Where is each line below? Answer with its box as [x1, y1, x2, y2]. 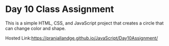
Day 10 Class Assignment [5, 3, 115, 15]
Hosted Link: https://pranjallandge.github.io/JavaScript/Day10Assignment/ [5, 35, 158, 41]
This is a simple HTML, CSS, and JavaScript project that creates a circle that [5, 20, 164, 26]
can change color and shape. [5, 25, 66, 31]
